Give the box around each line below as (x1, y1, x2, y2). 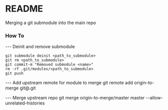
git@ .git (20, 85, 36, 91)
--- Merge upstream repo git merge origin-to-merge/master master (5, 95, 145, 101)
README (5, 3, 43, 15)
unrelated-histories (5, 100, 45, 106)
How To (5, 32, 24, 39)
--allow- (145, 95, 163, 101)
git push (5, 71, 24, 76)
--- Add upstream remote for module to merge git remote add (5, 80, 133, 86)
